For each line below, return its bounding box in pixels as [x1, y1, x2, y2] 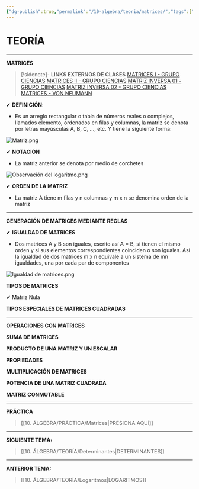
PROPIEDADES [6, 356, 43, 363]
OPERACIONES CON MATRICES [6, 322, 85, 329]
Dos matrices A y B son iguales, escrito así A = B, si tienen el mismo [14, 240, 181, 247]
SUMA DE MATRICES [6, 333, 59, 340]
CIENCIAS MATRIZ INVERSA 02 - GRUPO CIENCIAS [40, 83, 167, 91]
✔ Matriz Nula [6, 294, 40, 301]
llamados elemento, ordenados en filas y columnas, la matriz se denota [14, 119, 188, 126]
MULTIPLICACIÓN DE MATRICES [6, 368, 87, 375]
